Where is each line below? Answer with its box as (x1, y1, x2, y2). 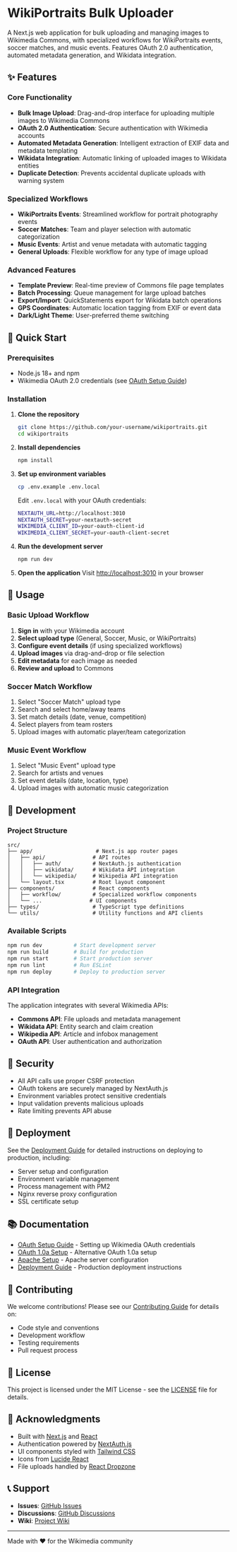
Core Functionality (7, 93, 73, 102)
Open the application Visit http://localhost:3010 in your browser (17, 569, 204, 577)
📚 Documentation (7, 1218, 90, 1230)
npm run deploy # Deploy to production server (7, 968, 166, 975)
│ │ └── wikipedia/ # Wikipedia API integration (7, 873, 178, 880)
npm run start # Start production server (7, 956, 153, 963)
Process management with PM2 (17, 1182, 111, 1190)
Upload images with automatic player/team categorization (17, 728, 186, 736)
